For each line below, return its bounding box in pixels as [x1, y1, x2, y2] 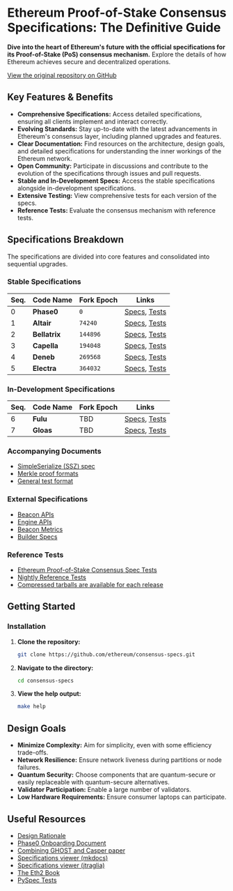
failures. [17, 763, 41, 772]
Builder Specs [17, 532, 58, 541]
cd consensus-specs [17, 677, 74, 684]
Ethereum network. [17, 154, 72, 162]
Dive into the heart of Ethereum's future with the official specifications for [7, 43, 226, 51]
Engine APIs [17, 517, 52, 526]
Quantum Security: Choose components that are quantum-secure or [17, 770, 216, 779]
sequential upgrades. [7, 259, 68, 268]
